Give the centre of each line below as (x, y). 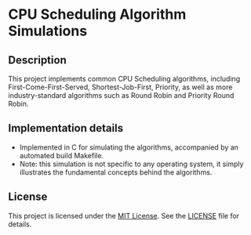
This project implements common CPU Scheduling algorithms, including (124, 79)
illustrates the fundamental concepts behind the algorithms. (116, 172)
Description (37, 60)
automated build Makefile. (62, 155)
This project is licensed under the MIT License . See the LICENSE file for (124, 215)
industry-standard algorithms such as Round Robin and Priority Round (121, 95)
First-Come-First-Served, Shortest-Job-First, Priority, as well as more (120, 87)
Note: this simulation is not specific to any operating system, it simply (131, 164)
